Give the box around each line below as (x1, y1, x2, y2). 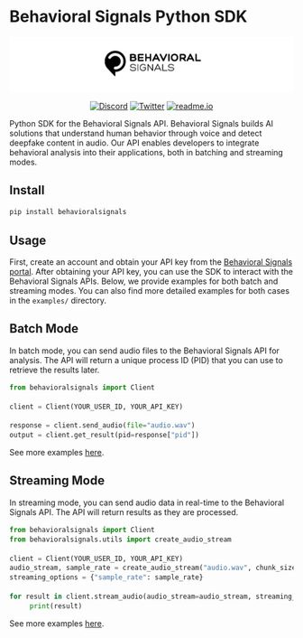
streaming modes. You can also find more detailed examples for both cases (9, 286, 290, 296)
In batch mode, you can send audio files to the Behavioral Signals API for (9, 345, 280, 356)
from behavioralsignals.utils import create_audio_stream (9, 535, 232, 544)
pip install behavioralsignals (9, 208, 127, 217)
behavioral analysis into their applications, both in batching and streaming (9, 146, 284, 157)
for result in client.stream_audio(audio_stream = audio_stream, (9, 592, 252, 601)
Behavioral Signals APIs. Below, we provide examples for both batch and (9, 276, 279, 286)
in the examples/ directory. (9, 296, 106, 305)
